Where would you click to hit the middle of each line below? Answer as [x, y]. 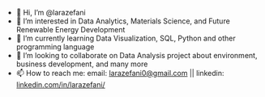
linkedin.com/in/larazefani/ [60, 84]
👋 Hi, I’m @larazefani [51, 13]
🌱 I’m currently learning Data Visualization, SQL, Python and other [126, 38]
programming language [55, 47]
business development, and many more [82, 64]
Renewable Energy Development [71, 30]
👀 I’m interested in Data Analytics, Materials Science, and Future [123, 21]
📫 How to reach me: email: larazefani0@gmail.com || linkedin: [120, 73]
